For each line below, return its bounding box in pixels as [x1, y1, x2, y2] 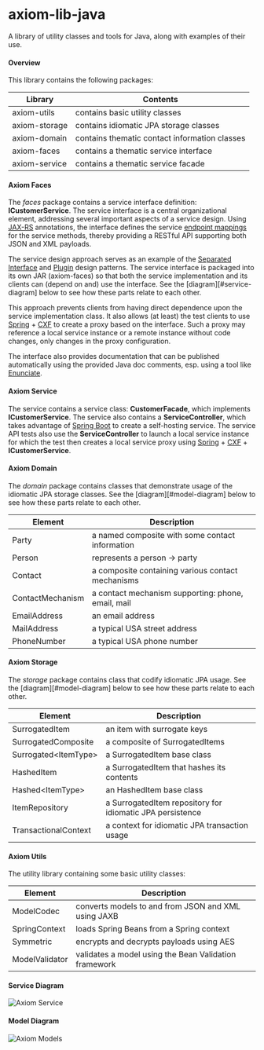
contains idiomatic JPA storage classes [75, 120, 220, 131]
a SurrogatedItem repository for [105, 797, 222, 808]
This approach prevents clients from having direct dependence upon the [8, 303, 243, 313]
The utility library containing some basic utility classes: [8, 869, 186, 879]
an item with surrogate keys [105, 723, 208, 734]
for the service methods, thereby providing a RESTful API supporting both [8, 231, 247, 240]
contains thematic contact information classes [75, 133, 246, 144]
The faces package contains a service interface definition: [8, 198, 197, 207]
